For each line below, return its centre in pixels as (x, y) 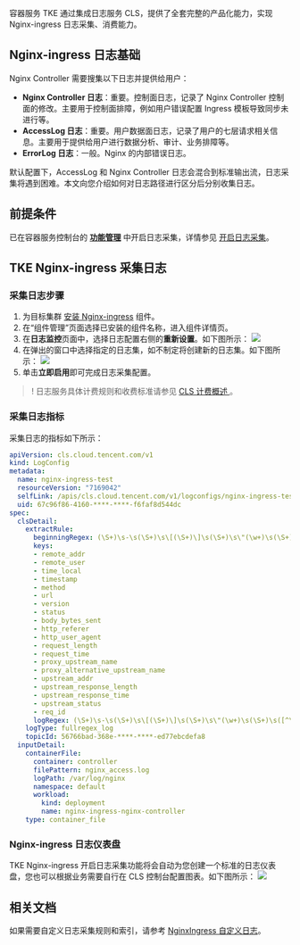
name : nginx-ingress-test (66, 480)
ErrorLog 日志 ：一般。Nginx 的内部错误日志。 (107, 153)
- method (49, 587)
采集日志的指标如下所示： (56, 438)
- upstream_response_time (81, 695)
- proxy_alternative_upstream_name (99, 671)
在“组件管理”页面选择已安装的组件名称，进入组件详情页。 (128, 327)
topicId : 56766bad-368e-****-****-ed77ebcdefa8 (115, 737)
